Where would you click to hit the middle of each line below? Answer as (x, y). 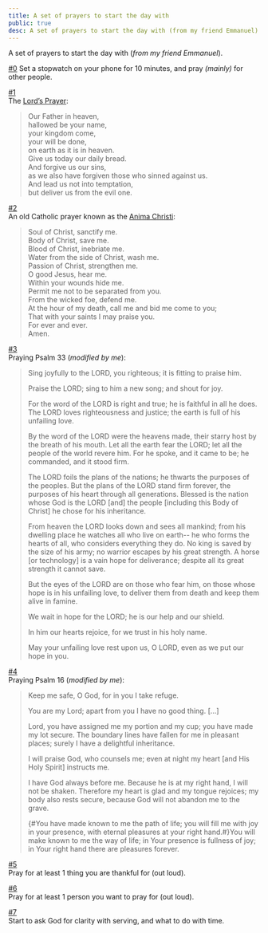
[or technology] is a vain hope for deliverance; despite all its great (136, 561)
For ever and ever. (57, 325)
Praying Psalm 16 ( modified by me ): (67, 680)
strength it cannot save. (67, 569)
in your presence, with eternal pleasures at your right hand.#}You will (141, 832)
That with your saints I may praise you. (91, 317)
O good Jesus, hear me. (67, 274)
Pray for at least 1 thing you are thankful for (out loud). (97, 873)
